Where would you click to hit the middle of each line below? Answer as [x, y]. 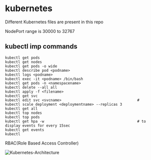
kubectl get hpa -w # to [75, 121]
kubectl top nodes [23, 113]
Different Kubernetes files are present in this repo [54, 22]
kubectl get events [25, 130]
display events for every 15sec [38, 126]
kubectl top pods [23, 117]
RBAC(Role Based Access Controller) [42, 143]
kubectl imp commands [41, 47]
